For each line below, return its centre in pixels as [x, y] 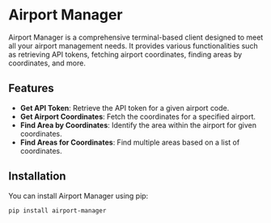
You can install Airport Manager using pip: [78, 196]
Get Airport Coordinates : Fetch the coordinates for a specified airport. [138, 116]
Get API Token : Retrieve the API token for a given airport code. [125, 107]
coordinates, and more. [47, 63]
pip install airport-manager [57, 210]
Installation [37, 177]
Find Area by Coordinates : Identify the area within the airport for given [138, 125]
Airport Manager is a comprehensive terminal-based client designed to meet [136, 37]
